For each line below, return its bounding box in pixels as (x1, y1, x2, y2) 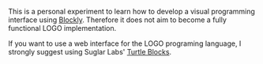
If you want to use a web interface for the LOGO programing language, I (8, 39, 242, 48)
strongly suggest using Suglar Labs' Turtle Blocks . (8, 47, 172, 56)
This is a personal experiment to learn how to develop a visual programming (8, 7, 255, 16)
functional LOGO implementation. (8, 24, 117, 32)
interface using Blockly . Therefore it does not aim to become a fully (8, 15, 227, 24)
